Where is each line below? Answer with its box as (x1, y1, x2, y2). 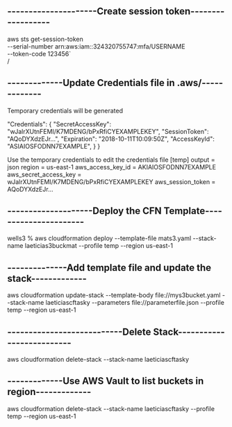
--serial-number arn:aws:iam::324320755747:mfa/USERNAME (7, 42, 185, 51)
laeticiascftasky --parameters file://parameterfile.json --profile (45, 299, 224, 307)
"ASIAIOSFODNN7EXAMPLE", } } (7, 142, 101, 150)
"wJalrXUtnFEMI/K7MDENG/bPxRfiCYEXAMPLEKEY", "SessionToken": (7, 127, 210, 135)
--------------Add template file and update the (7, 262, 212, 274)
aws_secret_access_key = (7, 170, 82, 178)
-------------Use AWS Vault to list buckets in (7, 375, 204, 387)
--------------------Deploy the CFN (7, 205, 162, 217)
